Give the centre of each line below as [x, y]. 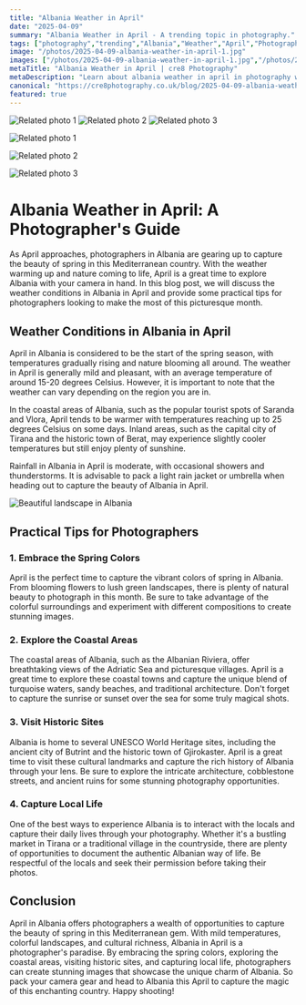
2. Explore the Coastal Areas [74, 640]
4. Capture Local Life [56, 805]
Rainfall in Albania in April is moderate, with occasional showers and [137, 467]
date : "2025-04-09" [46, 26]
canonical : [30, 86]
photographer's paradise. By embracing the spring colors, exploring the [144, 952]
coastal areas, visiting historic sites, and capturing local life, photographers [150, 961]
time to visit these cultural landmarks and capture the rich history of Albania [152, 761]
